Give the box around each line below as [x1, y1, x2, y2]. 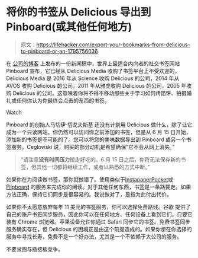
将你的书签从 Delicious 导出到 [6, 5, 151, 19]
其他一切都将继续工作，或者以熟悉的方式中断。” [36, 163, 150, 170]
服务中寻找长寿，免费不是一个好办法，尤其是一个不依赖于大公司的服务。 [6, 232, 182, 240]
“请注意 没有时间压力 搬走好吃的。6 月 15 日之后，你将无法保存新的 [20, 155, 181, 163]
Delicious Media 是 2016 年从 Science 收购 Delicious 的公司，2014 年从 [6, 75, 179, 82]
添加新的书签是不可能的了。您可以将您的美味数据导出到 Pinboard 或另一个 [6, 136, 187, 143]
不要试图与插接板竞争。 [6, 246, 63, 253]
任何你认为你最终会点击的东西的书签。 [16, 97, 110, 104]
